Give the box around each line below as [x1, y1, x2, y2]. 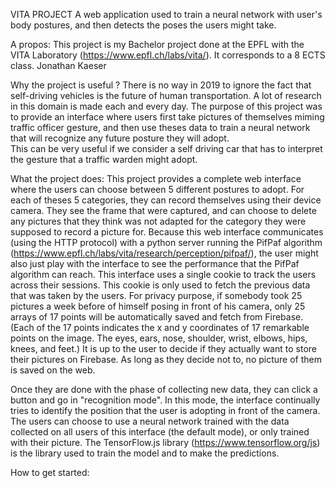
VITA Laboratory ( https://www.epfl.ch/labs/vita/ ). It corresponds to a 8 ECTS [10, 49, 326, 61]
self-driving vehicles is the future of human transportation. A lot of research [10, 90, 322, 101]
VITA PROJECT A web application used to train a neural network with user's [10, 9, 323, 20]
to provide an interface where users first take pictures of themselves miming [10, 111, 325, 123]
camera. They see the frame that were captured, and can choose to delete [10, 205, 317, 216]
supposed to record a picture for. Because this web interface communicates [10, 226, 324, 238]
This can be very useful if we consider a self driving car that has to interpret [10, 143, 323, 154]
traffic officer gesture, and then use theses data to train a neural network [10, 122, 311, 133]
